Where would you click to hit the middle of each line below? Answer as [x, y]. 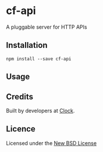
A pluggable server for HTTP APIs [47, 27]
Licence [21, 129]
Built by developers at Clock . [40, 110]
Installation [27, 45]
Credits [20, 97]
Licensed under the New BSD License [51, 143]
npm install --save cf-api [39, 59]
